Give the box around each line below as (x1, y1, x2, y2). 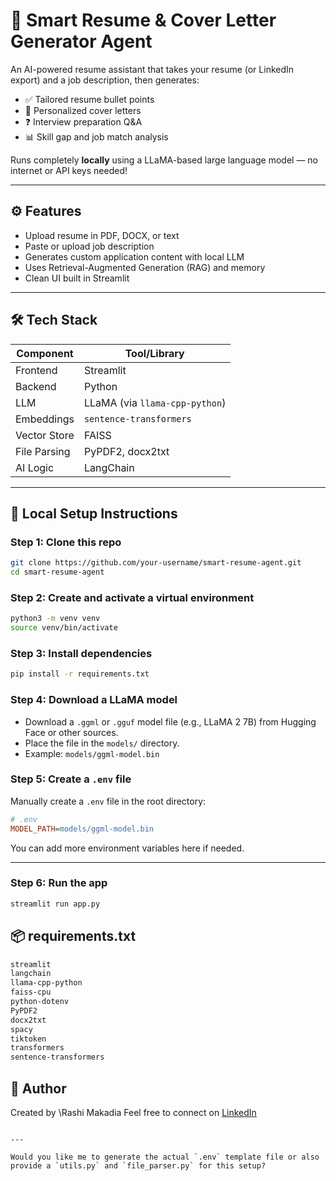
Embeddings (15, 412, 75, 426)
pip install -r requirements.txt (10, 669, 150, 679)
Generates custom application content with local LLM (24, 250, 245, 263)
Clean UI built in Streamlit (24, 272, 130, 284)
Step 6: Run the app (10, 876, 108, 890)
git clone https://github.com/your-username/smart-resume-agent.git (10, 558, 302, 568)
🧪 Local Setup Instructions (10, 505, 178, 522)
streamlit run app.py (10, 899, 101, 909)
